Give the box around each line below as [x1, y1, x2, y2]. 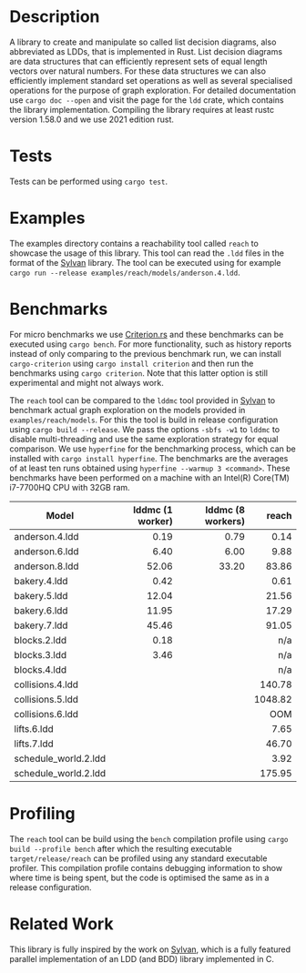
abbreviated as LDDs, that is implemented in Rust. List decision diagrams [9, 46, 283, 56]
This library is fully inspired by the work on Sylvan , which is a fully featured [9, 944, 291, 955]
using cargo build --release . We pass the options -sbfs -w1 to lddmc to [9, 423, 280, 434]
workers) [204, 514, 246, 527]
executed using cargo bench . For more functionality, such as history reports [9, 339, 292, 350]
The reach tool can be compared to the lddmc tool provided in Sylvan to [9, 394, 276, 406]
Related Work [9, 913, 114, 934]
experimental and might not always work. [9, 377, 164, 388]
